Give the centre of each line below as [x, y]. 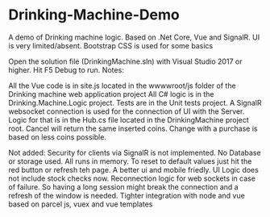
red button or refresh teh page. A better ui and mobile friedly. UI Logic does [134, 169]
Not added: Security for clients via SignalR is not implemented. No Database [135, 152]
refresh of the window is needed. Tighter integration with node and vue [127, 195]
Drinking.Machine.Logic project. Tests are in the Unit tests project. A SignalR [135, 102]
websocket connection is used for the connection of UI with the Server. [127, 111]
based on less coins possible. [58, 137]
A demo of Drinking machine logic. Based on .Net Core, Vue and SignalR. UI [134, 37]
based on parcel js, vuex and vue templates [81, 204]
